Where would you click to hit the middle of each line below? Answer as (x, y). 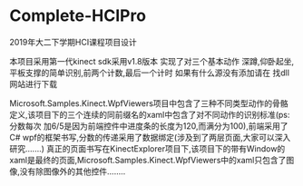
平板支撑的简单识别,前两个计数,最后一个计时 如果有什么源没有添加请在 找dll (150, 73)
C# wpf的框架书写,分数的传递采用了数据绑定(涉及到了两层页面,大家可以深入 (150, 137)
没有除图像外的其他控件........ (73, 171)
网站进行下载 (33, 83)
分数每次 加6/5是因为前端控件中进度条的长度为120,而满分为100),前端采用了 (149, 126)
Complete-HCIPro (78, 16)
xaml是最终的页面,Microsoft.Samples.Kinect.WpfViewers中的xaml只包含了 (148, 160)
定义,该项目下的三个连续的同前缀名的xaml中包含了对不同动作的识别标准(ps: (150, 114)
